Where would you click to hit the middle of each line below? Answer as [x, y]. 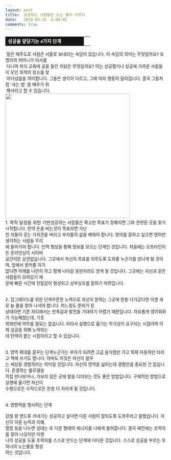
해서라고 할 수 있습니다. [29, 91]
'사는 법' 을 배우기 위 [30, 85]
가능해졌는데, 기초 [27, 318]
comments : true [21, 24]
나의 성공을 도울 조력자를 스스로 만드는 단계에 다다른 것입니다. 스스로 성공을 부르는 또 [86, 441]
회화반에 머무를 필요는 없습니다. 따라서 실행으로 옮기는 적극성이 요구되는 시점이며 [82, 324]
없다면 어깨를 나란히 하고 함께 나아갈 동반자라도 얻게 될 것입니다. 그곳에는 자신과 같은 [86, 271]
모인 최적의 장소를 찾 [30, 73]
